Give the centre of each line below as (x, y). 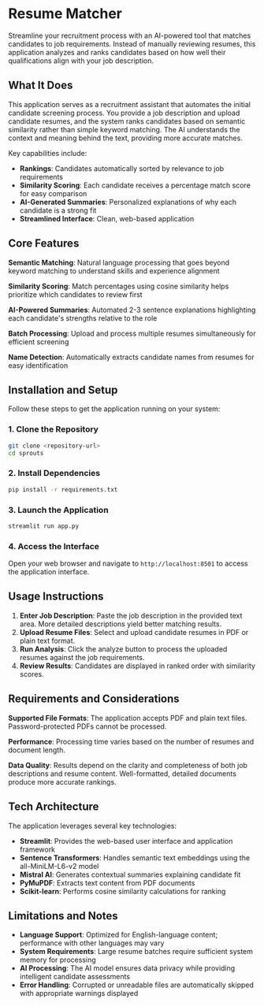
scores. (32, 674)
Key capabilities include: (48, 153)
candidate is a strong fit (58, 210)
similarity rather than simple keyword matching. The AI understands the (124, 129)
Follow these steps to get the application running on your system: (114, 409)
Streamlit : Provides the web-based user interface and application (126, 841)
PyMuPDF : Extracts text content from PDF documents (107, 882)
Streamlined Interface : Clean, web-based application (107, 218)
